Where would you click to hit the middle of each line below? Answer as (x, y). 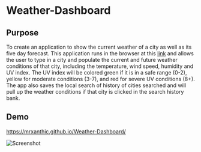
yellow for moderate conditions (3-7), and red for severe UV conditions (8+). (100, 79)
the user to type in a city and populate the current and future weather (92, 60)
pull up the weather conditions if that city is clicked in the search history (95, 92)
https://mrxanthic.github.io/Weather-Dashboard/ (66, 131)
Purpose (22, 33)
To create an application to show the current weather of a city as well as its (99, 47)
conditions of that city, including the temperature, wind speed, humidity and (100, 66)
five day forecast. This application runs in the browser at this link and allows (100, 53)
